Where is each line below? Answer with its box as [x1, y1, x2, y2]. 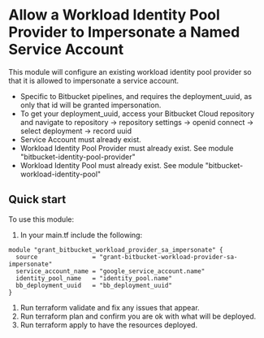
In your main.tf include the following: [19, 230, 143, 240]
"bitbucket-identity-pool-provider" [19, 152, 136, 162]
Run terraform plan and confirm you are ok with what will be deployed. [19, 311, 257, 321]
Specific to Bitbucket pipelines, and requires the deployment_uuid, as [19, 91, 253, 101]
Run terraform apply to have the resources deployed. [19, 319, 197, 330]
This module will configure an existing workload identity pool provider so [8, 67, 252, 76]
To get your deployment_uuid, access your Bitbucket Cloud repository [19, 108, 254, 119]
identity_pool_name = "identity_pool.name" [15, 274, 173, 282]
